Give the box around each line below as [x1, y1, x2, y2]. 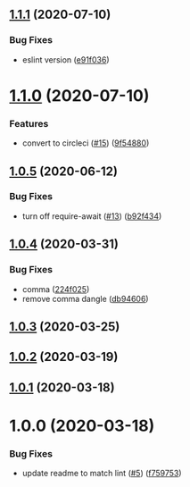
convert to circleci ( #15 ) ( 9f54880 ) [21, 138, 150, 148]
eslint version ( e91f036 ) [21, 54, 110, 65]
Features [9, 117, 49, 130]
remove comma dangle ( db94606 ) [21, 293, 149, 304]
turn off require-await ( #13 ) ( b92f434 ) [21, 210, 162, 222]
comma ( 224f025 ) [21, 283, 90, 294]
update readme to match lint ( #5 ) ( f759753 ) [21, 468, 182, 479]
